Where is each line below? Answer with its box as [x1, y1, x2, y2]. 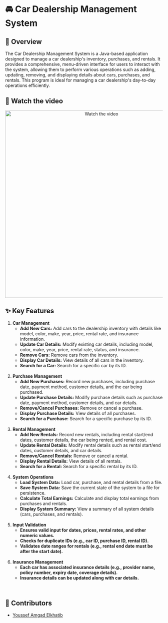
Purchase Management [12, 373, 62, 379]
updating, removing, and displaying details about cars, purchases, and [5, 72, 150, 77]
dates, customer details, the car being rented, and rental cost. [19, 437, 147, 443]
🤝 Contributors [5, 599, 52, 608]
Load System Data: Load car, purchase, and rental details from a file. [19, 479, 162, 485]
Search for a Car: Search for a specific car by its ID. [19, 362, 127, 368]
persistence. [19, 490, 46, 496]
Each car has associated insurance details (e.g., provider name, [19, 564, 155, 570]
